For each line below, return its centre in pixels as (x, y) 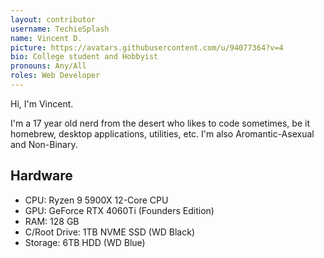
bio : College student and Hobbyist (84, 57)
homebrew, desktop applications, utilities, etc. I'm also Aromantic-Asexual (162, 133)
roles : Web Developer (55, 76)
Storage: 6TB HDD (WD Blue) (85, 242)
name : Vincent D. (46, 38)
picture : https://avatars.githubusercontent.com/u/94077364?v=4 (147, 47)
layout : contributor (53, 19)
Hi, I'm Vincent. (42, 103)
